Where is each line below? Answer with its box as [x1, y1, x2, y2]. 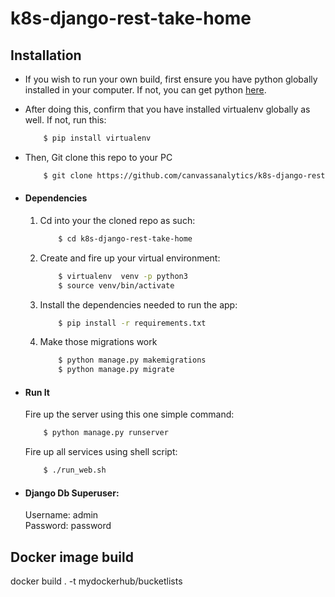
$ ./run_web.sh [43, 465, 107, 476]
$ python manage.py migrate [58, 365, 175, 375]
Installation [10, 47, 82, 64]
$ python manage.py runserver [43, 428, 169, 438]
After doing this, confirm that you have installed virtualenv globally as [24, 103, 311, 115]
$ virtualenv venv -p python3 [58, 271, 188, 281]
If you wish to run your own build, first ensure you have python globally [24, 73, 318, 85]
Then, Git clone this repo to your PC [24, 151, 173, 163]
